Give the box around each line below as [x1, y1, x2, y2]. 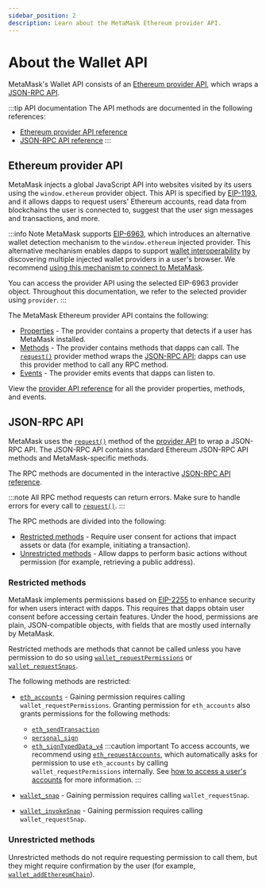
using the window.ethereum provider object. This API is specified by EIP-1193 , [8, 189, 258, 198]
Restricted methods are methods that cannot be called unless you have [8, 644, 241, 654]
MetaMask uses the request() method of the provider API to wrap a [8, 437, 229, 446]
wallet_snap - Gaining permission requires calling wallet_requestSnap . [19, 791, 250, 800]
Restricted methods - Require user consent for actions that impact [19, 532, 237, 542]
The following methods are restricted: [8, 677, 131, 687]
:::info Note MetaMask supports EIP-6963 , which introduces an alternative [8, 229, 251, 239]
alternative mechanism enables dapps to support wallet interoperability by [8, 246, 251, 255]
